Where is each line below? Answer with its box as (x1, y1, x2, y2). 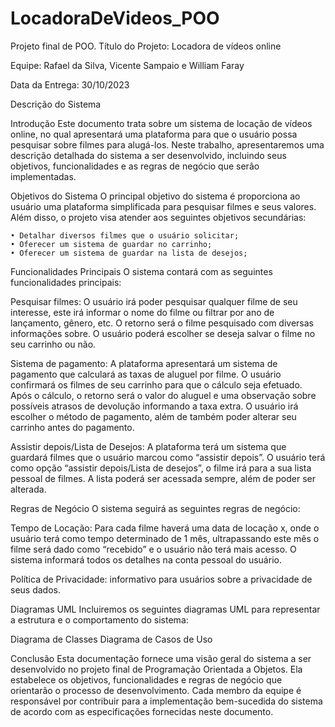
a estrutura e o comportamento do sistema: (10, 613, 189, 626)
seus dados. (10, 583, 61, 596)
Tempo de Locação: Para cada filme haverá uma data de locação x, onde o (10, 522, 320, 534)
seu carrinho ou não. (10, 338, 97, 350)
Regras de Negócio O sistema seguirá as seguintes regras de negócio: (10, 502, 301, 514)
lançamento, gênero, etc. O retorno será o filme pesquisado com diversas (10, 317, 314, 329)
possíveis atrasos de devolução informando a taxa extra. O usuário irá (10, 400, 299, 412)
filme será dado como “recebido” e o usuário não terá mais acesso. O (10, 543, 297, 555)
